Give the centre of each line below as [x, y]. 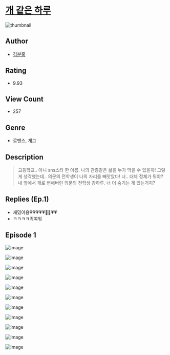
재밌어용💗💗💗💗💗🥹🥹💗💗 [35, 212]
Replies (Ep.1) [27, 199]
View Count [24, 99]
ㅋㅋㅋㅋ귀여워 [27, 219]
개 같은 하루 [28, 11]
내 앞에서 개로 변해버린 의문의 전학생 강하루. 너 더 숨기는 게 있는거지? [86, 183]
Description [24, 157]
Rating [16, 71]
